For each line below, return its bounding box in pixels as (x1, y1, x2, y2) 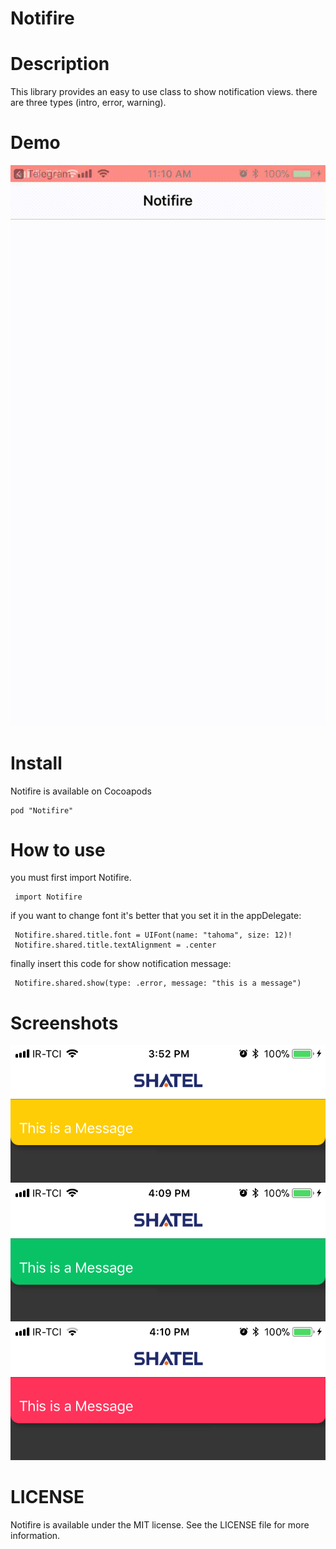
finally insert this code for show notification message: (10, 958, 232, 970)
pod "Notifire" (10, 805, 74, 816)
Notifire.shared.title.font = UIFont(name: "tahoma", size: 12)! (14, 930, 293, 941)
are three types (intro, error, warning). (10, 97, 167, 109)
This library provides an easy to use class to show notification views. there (10, 86, 318, 98)
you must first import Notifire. (10, 872, 132, 884)
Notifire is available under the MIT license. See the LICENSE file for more (10, 1518, 310, 1531)
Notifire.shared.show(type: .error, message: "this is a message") (14, 978, 302, 989)
